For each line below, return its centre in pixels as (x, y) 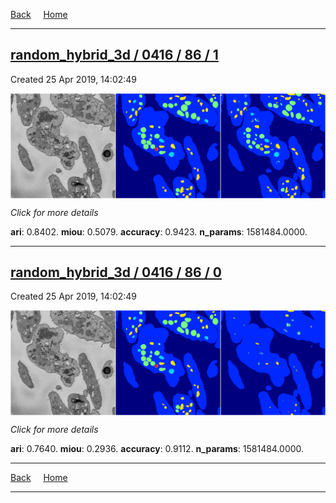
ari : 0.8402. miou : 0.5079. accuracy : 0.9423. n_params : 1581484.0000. (159, 231)
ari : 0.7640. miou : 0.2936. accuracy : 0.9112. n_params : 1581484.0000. (157, 449)
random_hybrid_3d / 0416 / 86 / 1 (114, 55)
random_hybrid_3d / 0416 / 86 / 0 (116, 272)
